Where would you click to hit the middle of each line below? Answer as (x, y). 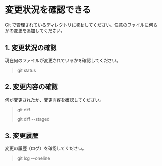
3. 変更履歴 (22, 136)
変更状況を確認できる (48, 10)
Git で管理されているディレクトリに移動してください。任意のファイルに (77, 25)
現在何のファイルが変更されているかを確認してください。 (63, 60)
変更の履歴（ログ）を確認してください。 (46, 148)
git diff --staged (33, 119)
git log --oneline (33, 158)
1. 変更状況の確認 (31, 48)
